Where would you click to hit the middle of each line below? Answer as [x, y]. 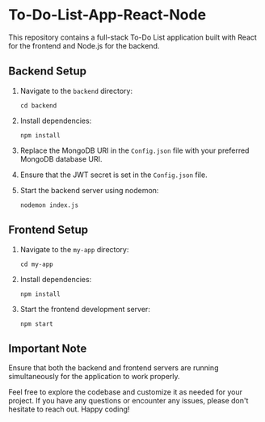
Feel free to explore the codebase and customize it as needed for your [126, 392]
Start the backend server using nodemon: [89, 190]
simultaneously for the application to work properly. [94, 377]
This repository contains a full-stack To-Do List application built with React [132, 37]
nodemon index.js [49, 205]
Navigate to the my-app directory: [74, 249]
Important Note [48, 348]
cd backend [38, 105]
